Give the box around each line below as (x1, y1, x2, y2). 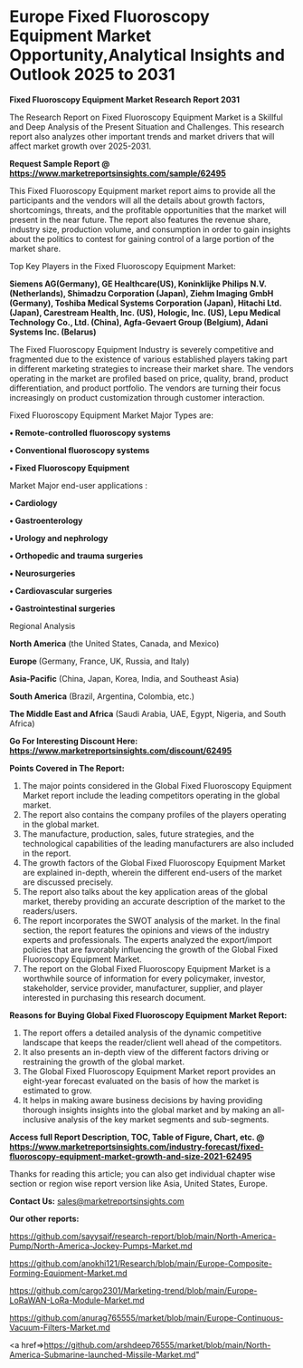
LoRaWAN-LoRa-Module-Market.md (9, 1295, 145, 1305)
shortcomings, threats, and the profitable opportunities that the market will (9, 204, 287, 215)
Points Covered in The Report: (9, 762, 125, 773)
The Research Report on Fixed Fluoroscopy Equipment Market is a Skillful (9, 112, 283, 122)
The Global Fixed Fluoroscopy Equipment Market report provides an (22, 1065, 276, 1076)
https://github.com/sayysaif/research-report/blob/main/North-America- (9, 1230, 277, 1241)
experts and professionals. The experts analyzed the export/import (22, 934, 272, 945)
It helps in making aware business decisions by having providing (22, 1094, 263, 1105)
